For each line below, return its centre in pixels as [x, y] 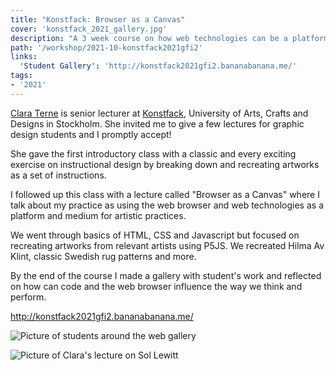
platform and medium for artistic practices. [98, 215]
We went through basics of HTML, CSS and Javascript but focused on [155, 235]
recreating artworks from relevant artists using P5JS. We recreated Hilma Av [167, 245]
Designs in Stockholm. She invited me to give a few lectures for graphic [157, 123]
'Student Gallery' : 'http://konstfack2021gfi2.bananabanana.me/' [158, 66]
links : [24, 57]
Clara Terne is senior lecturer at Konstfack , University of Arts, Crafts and [159, 113]
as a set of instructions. [58, 175]
